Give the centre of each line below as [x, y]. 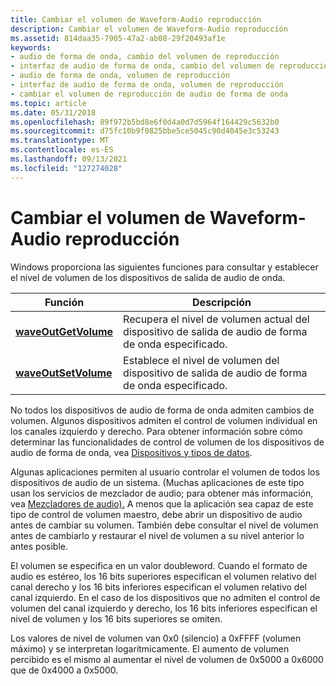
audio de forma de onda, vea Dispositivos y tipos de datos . [131, 452]
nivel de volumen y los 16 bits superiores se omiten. [116, 618]
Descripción [222, 302]
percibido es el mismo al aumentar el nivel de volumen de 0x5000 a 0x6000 [167, 659]
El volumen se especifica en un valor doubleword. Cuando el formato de [159, 565]
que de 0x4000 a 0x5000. [64, 670]
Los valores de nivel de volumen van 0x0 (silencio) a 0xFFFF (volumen [156, 638]
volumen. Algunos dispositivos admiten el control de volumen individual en [164, 420]
